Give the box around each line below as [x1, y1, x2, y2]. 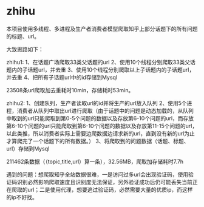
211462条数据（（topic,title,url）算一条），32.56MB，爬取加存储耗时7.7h [6, 158, 184, 165]
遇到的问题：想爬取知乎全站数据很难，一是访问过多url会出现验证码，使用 [6, 171, 189, 178]
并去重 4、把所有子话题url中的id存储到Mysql [6, 73, 118, 81]
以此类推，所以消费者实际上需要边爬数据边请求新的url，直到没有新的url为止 [6, 129, 195, 137]
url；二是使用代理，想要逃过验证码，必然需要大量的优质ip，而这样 [27, 186, 193, 193]
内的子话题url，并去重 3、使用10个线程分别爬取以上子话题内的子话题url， [11, 66, 195, 73]
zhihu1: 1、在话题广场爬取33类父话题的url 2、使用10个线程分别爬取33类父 [6, 58, 191, 66]
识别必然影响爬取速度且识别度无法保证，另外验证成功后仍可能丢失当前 [16, 178, 192, 186]
